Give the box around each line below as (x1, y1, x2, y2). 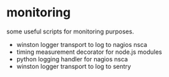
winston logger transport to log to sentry (16, 62, 131, 70)
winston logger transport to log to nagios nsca (16, 40, 148, 48)
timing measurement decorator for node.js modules (16, 48, 163, 56)
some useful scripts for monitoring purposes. (6, 27, 135, 35)
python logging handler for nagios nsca (16, 55, 128, 63)
